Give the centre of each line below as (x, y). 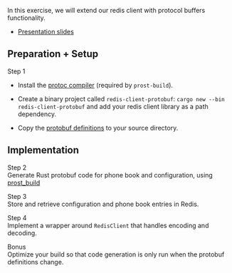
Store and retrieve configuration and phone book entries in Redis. (103, 204)
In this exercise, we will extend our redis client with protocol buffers (106, 10)
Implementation (43, 150)
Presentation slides (46, 32)
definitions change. (36, 262)
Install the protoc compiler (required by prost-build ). (95, 85)
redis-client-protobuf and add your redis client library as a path (113, 106)
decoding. (22, 233)
